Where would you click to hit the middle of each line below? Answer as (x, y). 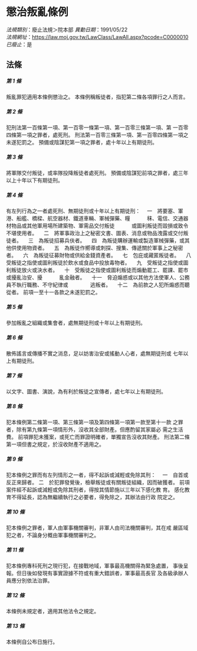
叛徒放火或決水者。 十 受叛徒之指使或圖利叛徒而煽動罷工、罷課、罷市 (100, 270)
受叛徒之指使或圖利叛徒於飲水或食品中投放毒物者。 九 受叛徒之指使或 (95, 263)
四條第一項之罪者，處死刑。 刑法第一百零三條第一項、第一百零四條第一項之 (97, 135)
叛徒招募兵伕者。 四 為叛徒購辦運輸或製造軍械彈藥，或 (114, 240)
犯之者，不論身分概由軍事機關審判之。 (52, 535)
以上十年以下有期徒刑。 (35, 180)
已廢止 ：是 (19, 44)
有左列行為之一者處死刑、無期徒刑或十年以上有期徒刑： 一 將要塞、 (92, 211)
